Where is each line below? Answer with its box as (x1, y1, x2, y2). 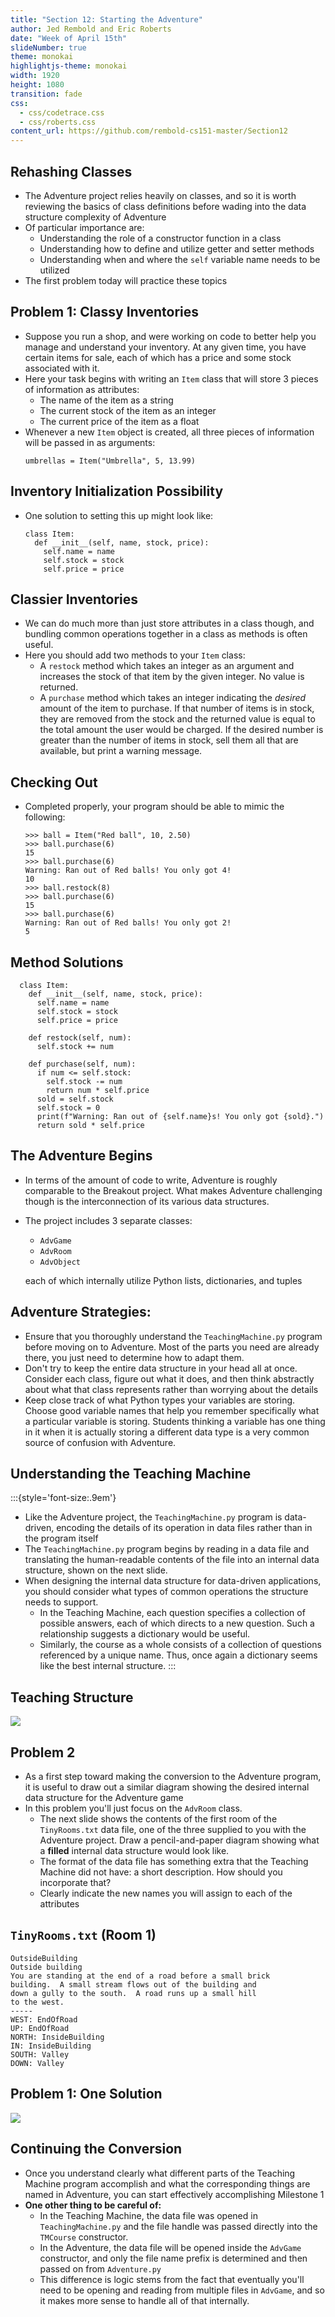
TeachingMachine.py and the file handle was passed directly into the (39, 2220, 318, 2232)
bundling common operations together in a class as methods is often (24, 628, 308, 640)
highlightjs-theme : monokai (10, 61, 128, 71)
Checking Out (10, 774, 98, 791)
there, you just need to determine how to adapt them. (24, 1351, 245, 1363)
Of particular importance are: (24, 221, 145, 233)
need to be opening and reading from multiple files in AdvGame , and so (39, 2284, 325, 2296)
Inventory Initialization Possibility (10, 483, 224, 500)
